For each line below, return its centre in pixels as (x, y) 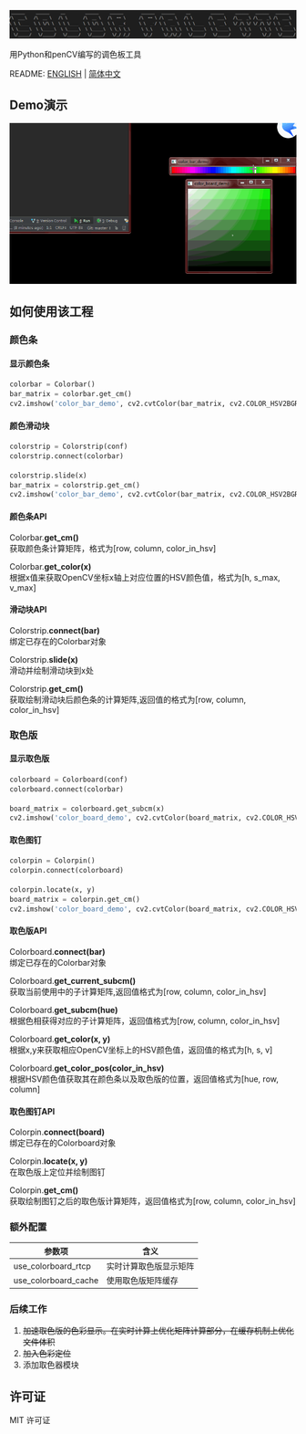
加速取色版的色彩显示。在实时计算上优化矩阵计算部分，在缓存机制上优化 (158, 1331)
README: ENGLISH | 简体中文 (65, 73)
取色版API (28, 931)
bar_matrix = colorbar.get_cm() (71, 394)
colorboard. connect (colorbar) (67, 789)
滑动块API (28, 610)
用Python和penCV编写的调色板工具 (76, 54)
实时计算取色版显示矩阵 (150, 1266)
